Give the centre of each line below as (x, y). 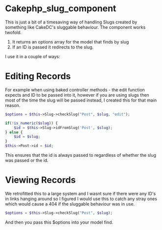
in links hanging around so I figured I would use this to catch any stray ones (81, 199)
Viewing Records (40, 180)
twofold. (13, 32)
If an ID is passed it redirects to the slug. (53, 47)
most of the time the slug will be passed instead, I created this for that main (81, 100)
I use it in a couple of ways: (33, 56)
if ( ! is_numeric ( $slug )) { (31, 123)
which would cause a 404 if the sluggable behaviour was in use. (70, 204)
